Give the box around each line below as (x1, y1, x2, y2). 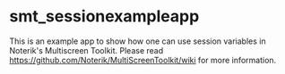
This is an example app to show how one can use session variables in (9, 36, 266, 46)
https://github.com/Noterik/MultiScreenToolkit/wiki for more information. (9, 54, 277, 65)
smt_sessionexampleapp (9, 6, 200, 27)
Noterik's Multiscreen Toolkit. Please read (9, 45, 164, 55)
